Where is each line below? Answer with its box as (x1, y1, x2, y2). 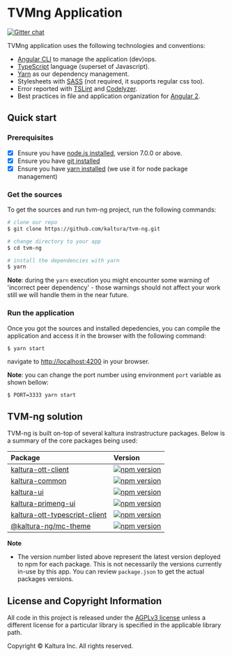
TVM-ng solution (7, 411, 84, 422)
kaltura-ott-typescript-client (10, 510, 107, 520)
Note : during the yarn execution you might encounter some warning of (7, 276, 210, 285)
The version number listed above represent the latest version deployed (17, 553, 221, 561)
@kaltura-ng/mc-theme (10, 521, 91, 531)
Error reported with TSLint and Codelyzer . (17, 84, 138, 93)
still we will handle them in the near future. (7, 291, 129, 299)
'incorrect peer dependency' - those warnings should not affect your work (7, 283, 221, 292)
